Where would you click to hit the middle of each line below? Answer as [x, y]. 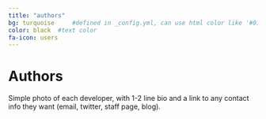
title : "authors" [37, 15]
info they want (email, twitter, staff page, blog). [84, 106]
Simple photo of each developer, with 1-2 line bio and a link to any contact [129, 99]
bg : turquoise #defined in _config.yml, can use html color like [125, 23]
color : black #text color [53, 30]
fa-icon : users [33, 37]
